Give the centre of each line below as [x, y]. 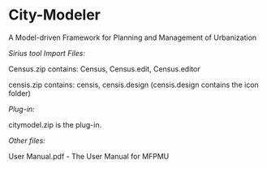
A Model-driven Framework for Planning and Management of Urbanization [133, 37]
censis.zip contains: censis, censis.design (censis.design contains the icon [134, 84]
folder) [19, 93]
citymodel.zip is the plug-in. [55, 124]
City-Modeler [55, 15]
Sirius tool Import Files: [47, 53]
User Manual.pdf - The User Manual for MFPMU [89, 156]
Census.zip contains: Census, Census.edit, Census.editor [104, 69]
